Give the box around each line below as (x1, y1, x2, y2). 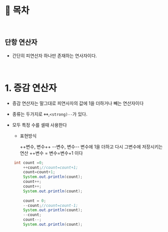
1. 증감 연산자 (5, 82, 57, 94)
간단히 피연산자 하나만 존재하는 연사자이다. (12, 52, 98, 59)
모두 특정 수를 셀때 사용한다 (12, 122, 67, 128)
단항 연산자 (5, 38, 38, 47)
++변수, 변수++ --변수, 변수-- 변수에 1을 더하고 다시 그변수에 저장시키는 (19, 144, 163, 150)
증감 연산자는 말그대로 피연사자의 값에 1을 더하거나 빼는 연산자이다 (12, 100, 144, 106)
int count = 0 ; (14, 160, 44, 165)
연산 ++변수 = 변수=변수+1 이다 (19, 150, 83, 156)
